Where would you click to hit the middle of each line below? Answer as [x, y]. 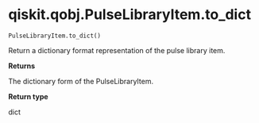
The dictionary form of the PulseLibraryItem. [81, 81]
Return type [29, 96]
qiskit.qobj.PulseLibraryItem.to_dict [130, 15]
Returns [22, 66]
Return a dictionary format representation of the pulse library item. [117, 50]
